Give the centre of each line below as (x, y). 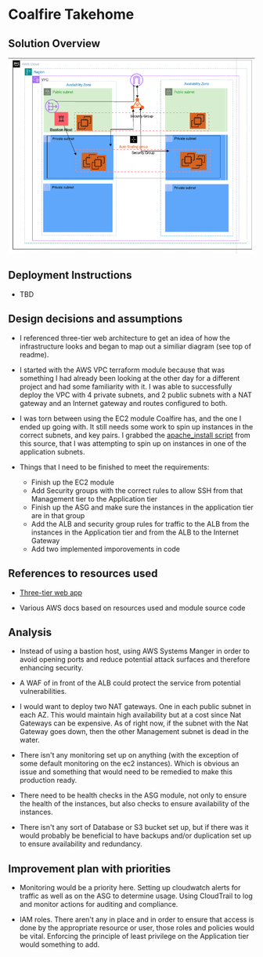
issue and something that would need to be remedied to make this (126, 772)
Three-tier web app (51, 592)
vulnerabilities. (43, 692)
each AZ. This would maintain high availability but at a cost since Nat (130, 715)
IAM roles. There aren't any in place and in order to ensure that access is (137, 919)
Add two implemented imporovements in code (105, 549)
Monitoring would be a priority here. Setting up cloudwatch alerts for (130, 888)
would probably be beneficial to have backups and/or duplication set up (135, 836)
